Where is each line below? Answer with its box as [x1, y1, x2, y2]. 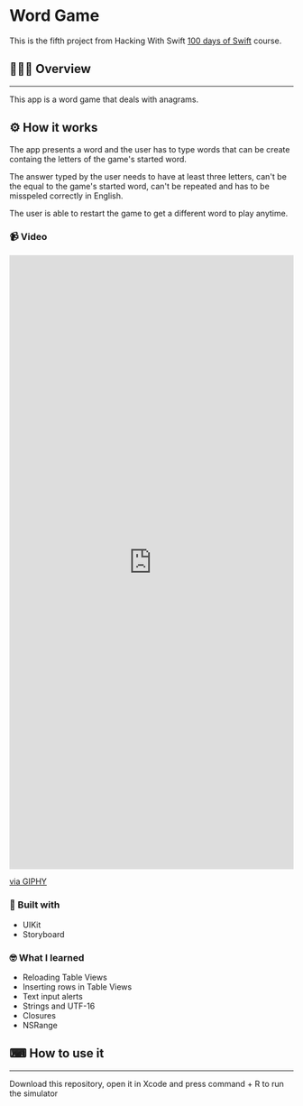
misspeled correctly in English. [9, 190, 124, 201]
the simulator [9, 1088, 59, 1099]
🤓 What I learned [9, 951, 85, 963]
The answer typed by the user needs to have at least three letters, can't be [9, 171, 287, 181]
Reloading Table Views [22, 972, 108, 983]
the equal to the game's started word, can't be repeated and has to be [9, 180, 271, 191]
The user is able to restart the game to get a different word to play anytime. [9, 207, 289, 218]
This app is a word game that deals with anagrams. [9, 94, 199, 105]
